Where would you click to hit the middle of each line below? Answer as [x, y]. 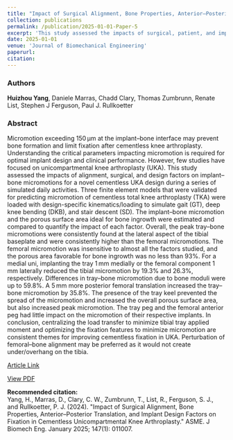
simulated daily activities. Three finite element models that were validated [112, 190]
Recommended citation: [43, 392]
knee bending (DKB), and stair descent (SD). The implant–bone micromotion [116, 212]
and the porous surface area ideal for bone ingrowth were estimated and [111, 220]
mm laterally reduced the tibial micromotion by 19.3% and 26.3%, [100, 271]
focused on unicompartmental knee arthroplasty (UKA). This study [102, 168]
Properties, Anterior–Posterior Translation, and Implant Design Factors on [112, 414]
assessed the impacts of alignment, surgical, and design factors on [103, 175]
